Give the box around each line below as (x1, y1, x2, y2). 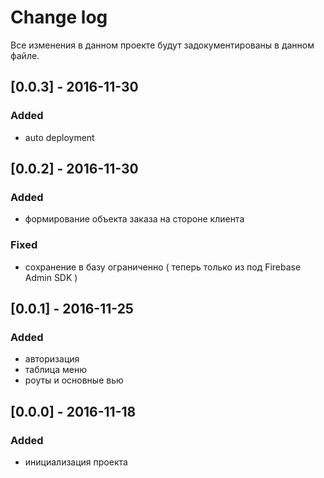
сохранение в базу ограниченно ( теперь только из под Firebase (24, 261, 302, 273)
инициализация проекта (24, 456, 128, 468)
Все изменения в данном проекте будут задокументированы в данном (10, 39, 315, 51)
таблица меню (24, 364, 87, 376)
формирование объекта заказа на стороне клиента (24, 213, 245, 225)
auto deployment (24, 131, 95, 143)
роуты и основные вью (24, 374, 124, 386)
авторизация (24, 353, 80, 365)
